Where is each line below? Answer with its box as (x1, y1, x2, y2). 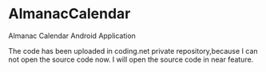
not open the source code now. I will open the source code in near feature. (8, 55, 254, 64)
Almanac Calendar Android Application (8, 31, 136, 40)
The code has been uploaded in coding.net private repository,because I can (8, 46, 258, 55)
